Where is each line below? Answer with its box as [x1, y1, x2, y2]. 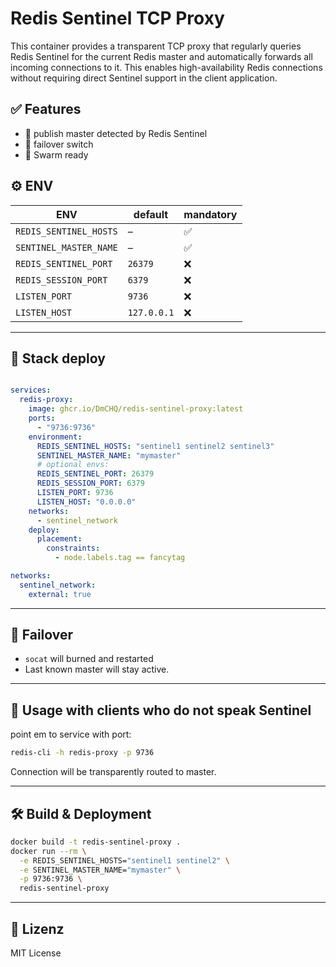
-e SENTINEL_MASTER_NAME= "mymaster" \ [19, 865, 182, 875]
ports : [28, 413, 56, 423]
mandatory [183, 207, 238, 221]
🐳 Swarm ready [24, 148, 89, 161]
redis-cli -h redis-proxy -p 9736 [10, 748, 155, 758]
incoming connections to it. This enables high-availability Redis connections [10, 61, 323, 73]
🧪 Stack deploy [10, 350, 106, 367]
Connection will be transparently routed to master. [10, 766, 217, 778]
